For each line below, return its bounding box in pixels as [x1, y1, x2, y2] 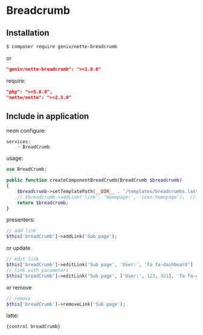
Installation [6, 28, 50, 38]
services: [6, 139, 31, 145]
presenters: [6, 216, 35, 223]
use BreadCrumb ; [6, 167, 47, 173]
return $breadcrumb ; [17, 200, 69, 206]
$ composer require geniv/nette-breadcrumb [6, 43, 118, 49]
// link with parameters [6, 267, 69, 273]
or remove [6, 284, 32, 291]
